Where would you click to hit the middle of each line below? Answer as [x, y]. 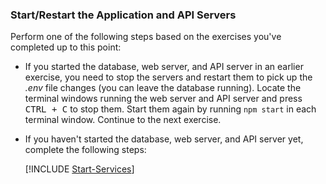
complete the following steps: [85, 150]
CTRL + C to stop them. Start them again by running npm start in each [170, 109]
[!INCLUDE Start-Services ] [79, 169]
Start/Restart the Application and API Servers [123, 15]
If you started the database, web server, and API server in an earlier [164, 67]
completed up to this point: [66, 47]
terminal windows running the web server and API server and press [163, 99]
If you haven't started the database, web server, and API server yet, [164, 139]
